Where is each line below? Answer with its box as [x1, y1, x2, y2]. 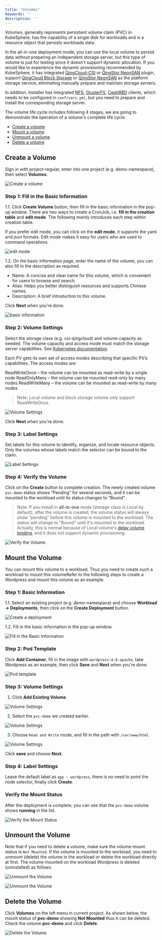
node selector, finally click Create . [5, 779, 74, 785]
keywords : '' [5, 12, 31, 17]
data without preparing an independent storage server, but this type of [5, 54, 146, 60]
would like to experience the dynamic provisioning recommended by [5, 65, 142, 70]
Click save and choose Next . [5, 751, 63, 757]
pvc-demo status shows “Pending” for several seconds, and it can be [5, 490, 140, 496]
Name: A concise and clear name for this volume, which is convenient [12, 273, 151, 278]
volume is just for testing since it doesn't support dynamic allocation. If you [5, 59, 155, 66]
